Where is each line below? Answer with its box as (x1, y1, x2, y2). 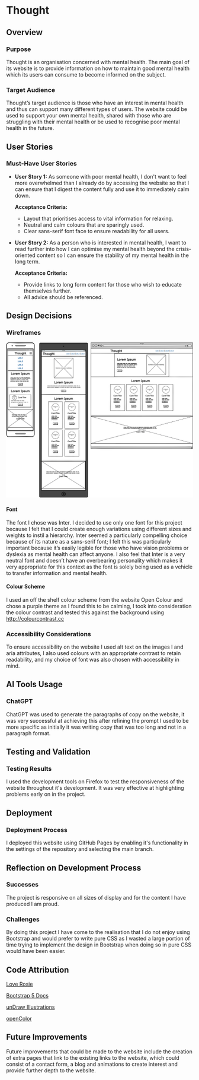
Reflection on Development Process (6, 863, 142, 873)
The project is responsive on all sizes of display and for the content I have (6, 894, 187, 901)
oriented (14, 252, 36, 259)
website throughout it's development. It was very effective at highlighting (6, 784, 185, 792)
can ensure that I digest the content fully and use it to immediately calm (14, 185, 190, 193)
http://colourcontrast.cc (6, 615, 65, 622)
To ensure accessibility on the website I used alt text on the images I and (6, 643, 184, 650)
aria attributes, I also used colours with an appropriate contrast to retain (6, 650, 181, 657)
